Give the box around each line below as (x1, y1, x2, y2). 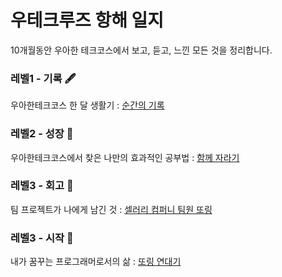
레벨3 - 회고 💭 (10, 179, 74, 193)
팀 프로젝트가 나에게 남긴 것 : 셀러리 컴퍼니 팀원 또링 (10, 203, 213, 215)
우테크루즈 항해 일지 (10, 9, 165, 32)
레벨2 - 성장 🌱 (10, 127, 74, 141)
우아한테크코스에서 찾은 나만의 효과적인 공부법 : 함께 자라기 (10, 151, 240, 163)
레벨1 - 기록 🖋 (10, 71, 77, 85)
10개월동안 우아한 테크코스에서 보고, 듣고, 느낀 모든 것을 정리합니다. (10, 44, 273, 56)
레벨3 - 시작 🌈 (10, 231, 74, 245)
